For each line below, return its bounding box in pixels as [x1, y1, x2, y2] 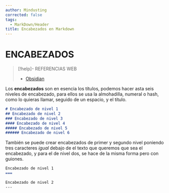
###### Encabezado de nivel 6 [5, 130, 70, 136]
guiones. [5, 156, 24, 162]
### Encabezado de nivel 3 [5, 116, 63, 121]
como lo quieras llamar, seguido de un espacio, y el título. [5, 96, 127, 103]
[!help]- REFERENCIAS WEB [17, 66, 77, 72]
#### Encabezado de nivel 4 [5, 121, 66, 126]
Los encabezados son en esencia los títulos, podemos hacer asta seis [5, 86, 154, 92]
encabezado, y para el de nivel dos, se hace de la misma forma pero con [5, 150, 159, 157]
